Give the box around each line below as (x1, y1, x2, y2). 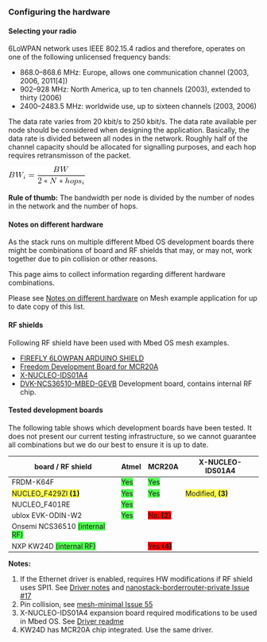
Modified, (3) (185, 488, 229, 498)
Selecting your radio (8, 26, 77, 36)
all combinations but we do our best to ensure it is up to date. (8, 440, 209, 449)
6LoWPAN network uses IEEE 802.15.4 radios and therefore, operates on (8, 44, 246, 53)
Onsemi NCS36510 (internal (11, 522, 106, 531)
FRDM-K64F (11, 477, 54, 487)
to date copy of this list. (8, 302, 86, 312)
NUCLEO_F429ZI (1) (11, 488, 80, 498)
